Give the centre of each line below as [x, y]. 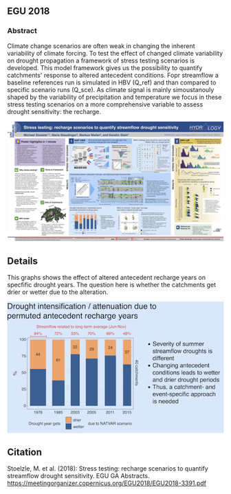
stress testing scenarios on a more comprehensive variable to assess [105, 104]
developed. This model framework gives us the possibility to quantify [105, 67]
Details [22, 261]
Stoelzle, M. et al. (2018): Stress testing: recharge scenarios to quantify [108, 469]
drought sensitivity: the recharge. [54, 111]
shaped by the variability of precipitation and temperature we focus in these [114, 97]
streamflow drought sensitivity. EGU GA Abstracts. [78, 476]
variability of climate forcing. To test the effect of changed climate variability [115, 53]
